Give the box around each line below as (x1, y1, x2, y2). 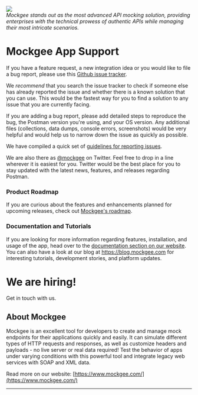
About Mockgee (6, 312, 67, 322)
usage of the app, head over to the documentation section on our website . (6, 242, 187, 249)
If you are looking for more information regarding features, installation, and (6, 235, 187, 242)
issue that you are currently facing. (6, 101, 91, 108)
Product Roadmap (6, 187, 59, 196)
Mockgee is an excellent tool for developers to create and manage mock (6, 328, 181, 335)
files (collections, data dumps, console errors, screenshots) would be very (6, 125, 187, 132)
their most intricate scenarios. (6, 24, 80, 31)
